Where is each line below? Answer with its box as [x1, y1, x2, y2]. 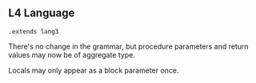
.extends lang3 [8, 27, 59, 35]
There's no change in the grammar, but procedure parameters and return [8, 41, 250, 51]
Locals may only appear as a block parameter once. [8, 65, 179, 75]
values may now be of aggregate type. [8, 49, 136, 59]
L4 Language [8, 6, 75, 20]
